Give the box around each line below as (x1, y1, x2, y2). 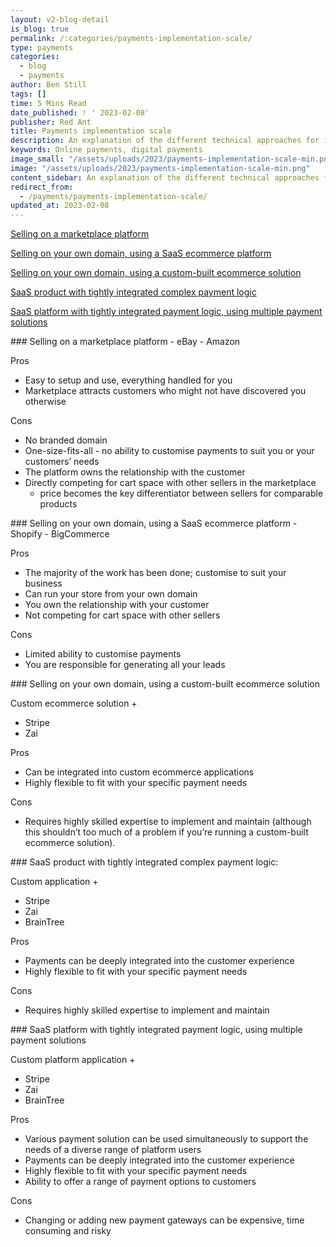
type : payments (10, 42, 74, 53)
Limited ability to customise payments (24, 648, 182, 660)
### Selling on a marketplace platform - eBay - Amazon (10, 336, 241, 348)
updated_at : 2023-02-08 (10, 201, 110, 211)
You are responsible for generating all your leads (24, 659, 226, 671)
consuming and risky (24, 1225, 112, 1237)
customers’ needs (24, 456, 100, 468)
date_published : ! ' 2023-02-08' (10, 107, 150, 118)
